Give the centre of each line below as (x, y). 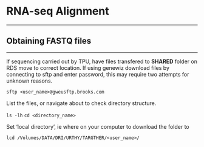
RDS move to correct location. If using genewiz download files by (88, 67)
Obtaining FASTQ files (49, 41)
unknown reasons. (29, 81)
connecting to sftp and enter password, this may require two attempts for (98, 74)
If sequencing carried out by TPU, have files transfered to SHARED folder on (102, 61)
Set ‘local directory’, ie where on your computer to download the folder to (98, 126)
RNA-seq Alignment (58, 11)
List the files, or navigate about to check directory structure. (81, 103)
